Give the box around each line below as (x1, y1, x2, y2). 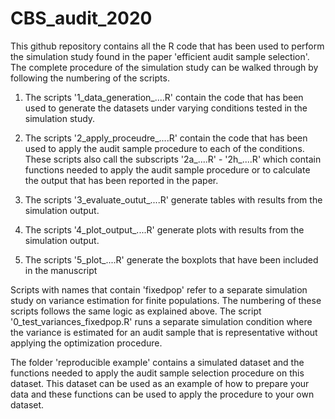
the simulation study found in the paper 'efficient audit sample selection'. (10, 50, 310, 62)
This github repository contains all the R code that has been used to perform (10, 40, 325, 52)
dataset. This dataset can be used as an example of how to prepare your (10, 377, 310, 389)
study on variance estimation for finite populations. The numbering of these (10, 294, 322, 306)
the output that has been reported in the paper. (24, 174, 219, 186)
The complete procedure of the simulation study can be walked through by (10, 61, 319, 73)
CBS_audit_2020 (10, 7, 153, 30)
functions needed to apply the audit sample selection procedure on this (10, 367, 305, 379)
